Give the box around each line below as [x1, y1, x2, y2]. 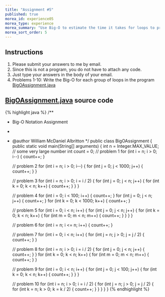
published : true [5, 12, 38, 17]
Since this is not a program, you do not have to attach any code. [12, 66, 142, 72]
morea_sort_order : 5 [5, 30, 48, 35]
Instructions [5, 48, 43, 56]
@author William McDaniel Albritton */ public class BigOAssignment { [12, 138, 152, 144]
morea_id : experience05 [5, 16, 54, 21]
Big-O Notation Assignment [12, 119, 68, 125]
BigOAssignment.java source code [5, 96, 114, 105]
